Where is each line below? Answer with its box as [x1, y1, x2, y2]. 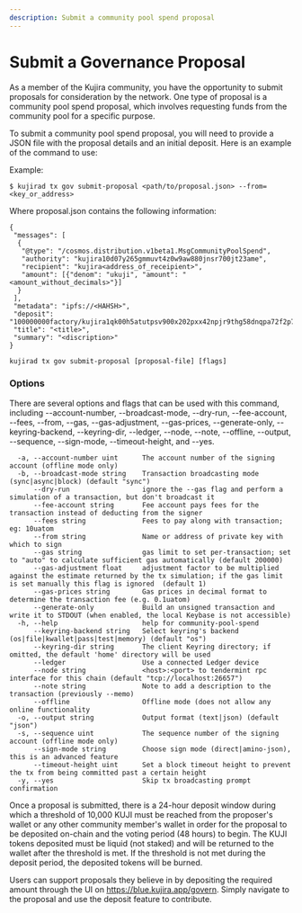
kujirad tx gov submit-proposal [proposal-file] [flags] [9, 356, 227, 365]
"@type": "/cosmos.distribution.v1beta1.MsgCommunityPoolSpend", [21, 246, 271, 255]
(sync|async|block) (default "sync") [9, 477, 151, 486]
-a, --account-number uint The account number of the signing [17, 453, 276, 462]
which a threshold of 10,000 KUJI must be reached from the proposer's [9, 809, 273, 819]
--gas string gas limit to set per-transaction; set [32, 548, 292, 557]
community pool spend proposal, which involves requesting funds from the [9, 101, 288, 112]
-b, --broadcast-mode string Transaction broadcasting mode [17, 469, 259, 478]
